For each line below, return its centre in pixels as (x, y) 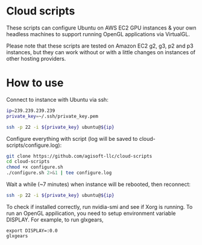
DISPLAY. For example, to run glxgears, (55, 219)
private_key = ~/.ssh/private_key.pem (52, 116)
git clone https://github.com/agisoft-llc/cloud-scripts (79, 156)
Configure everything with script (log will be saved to (72, 138)
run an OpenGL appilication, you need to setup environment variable (91, 213)
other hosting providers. (36, 58)
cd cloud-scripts (28, 162)
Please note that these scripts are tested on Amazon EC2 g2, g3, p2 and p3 (100, 46)
